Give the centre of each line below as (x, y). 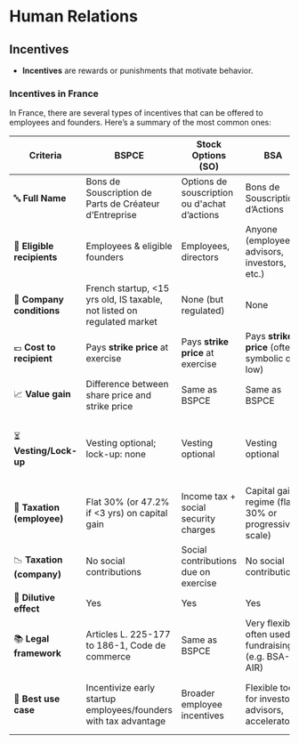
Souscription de (119, 193)
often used (268, 635)
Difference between (127, 384)
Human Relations (73, 16)
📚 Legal (32, 638)
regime (260, 502)
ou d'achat (203, 204)
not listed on (112, 311)
